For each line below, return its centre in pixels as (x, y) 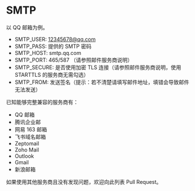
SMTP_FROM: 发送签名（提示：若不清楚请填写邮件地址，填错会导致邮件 (102, 82)
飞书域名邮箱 (30, 137)
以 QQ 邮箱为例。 (27, 27)
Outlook (24, 156)
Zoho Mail (27, 150)
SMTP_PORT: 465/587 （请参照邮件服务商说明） (74, 60)
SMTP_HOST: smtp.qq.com (48, 53)
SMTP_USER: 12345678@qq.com (55, 39)
